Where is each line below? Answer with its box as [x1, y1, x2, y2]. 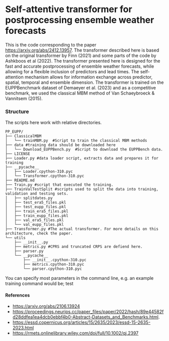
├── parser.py [14, 249, 44, 254]
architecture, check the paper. [5, 231, 73, 236]
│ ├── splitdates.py [5, 196, 53, 201]
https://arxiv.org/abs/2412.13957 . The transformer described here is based [5, 47, 159, 53]
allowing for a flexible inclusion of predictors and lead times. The [5, 68, 139, 74]
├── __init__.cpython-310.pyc [23, 258, 87, 263]
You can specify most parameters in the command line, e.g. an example [5, 275, 154, 281]
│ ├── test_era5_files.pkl [5, 200, 66, 205]
